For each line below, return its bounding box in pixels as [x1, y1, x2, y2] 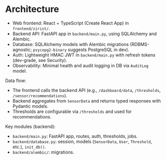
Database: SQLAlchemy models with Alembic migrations [12, 41, 129, 47]
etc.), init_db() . [12, 143, 46, 149]
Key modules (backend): [5, 123, 56, 129]
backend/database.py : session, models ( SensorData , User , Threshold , [12, 138, 152, 144]
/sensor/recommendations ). [12, 92, 68, 98]
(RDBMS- [129, 41, 149, 47]
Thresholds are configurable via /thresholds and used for [12, 108, 132, 114]
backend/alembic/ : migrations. [12, 149, 74, 155]
